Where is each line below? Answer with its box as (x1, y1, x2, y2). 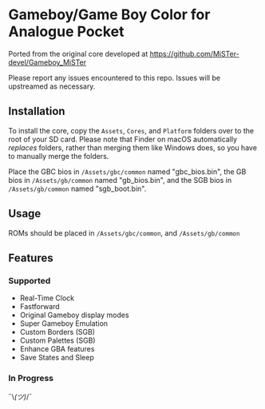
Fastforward (19, 302, 60, 312)
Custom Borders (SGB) (19, 328, 96, 337)
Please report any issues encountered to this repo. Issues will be (8, 73, 221, 82)
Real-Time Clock (19, 293, 75, 303)
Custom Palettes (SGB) (19, 336, 96, 345)
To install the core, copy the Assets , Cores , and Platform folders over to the (8, 125, 254, 135)
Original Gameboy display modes (19, 310, 129, 320)
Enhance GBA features (19, 344, 95, 354)
